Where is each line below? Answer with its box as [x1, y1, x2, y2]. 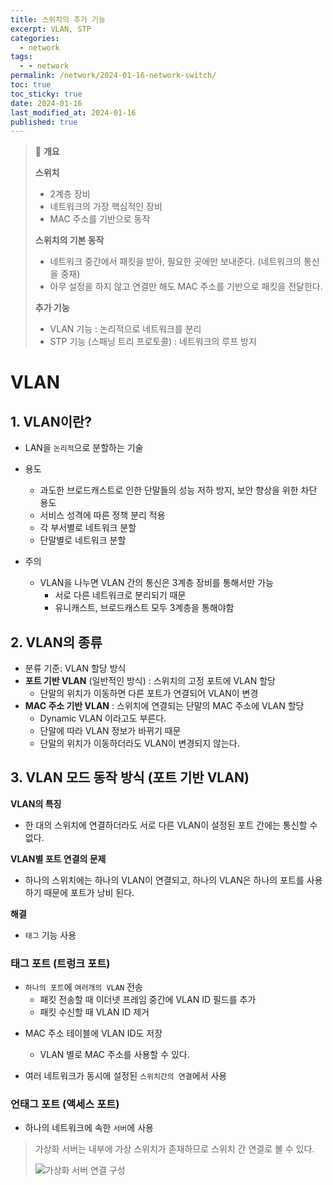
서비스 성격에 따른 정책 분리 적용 [39, 509, 166, 521]
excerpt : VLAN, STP [10, 24, 92, 34]
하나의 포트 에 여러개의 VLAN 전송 [24, 981, 143, 993]
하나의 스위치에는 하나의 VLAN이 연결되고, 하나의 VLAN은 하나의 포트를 [24, 874, 305, 886]
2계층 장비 [49, 188, 91, 200]
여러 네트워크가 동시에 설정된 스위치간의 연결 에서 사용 [24, 1070, 228, 1082]
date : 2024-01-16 [10, 98, 83, 108]
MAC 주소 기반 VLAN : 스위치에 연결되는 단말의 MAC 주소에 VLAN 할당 [24, 700, 305, 712]
